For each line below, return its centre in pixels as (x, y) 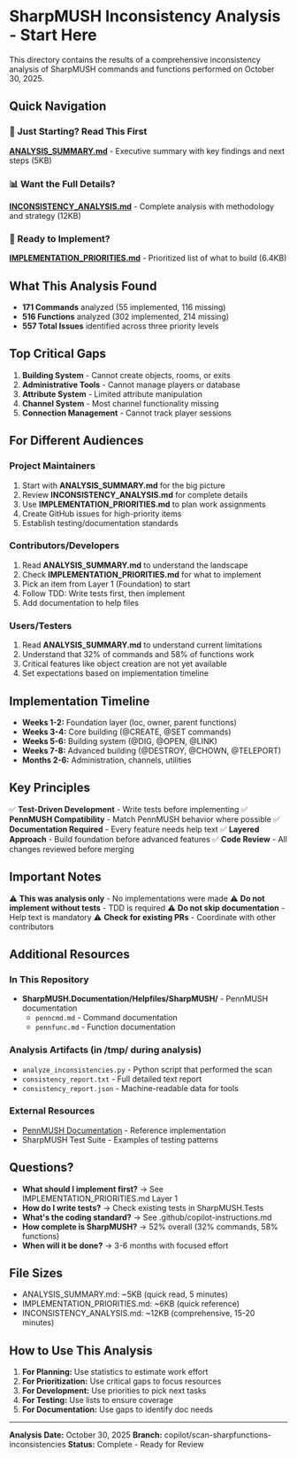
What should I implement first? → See (92, 1189)
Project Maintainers (52, 466)
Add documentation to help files (80, 602)
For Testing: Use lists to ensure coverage (98, 1400)
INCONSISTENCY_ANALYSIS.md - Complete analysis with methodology (142, 206)
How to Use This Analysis (81, 1350)
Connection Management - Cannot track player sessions (127, 413)
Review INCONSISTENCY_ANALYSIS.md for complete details (135, 494)
